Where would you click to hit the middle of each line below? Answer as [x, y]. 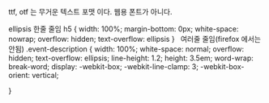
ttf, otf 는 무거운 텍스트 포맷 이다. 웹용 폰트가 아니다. [90, 12]
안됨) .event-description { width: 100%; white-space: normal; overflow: [126, 49]
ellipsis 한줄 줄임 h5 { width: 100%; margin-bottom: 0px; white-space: [124, 29]
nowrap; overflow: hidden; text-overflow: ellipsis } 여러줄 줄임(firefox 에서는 [135, 39]
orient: [19, 75]
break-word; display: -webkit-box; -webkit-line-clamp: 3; [103, 66]
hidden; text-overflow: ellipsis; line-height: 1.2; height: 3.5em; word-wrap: [131, 58]
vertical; [45, 75]
